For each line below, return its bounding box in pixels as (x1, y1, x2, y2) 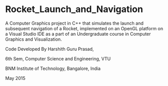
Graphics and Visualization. (5, 36, 62, 42)
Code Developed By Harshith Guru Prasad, (5, 46, 94, 52)
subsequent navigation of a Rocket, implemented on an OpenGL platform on (5, 25, 163, 31)
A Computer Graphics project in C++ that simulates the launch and (5, 20, 144, 26)
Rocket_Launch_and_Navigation (5, 4, 143, 15)
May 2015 (5, 75, 26, 81)
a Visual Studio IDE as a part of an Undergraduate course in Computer (5, 31, 151, 37)
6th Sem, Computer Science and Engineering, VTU (5, 55, 111, 61)
